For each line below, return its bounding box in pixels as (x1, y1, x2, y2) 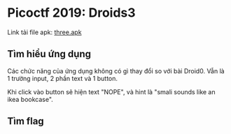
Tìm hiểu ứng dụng (7, 48, 91, 60)
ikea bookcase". (7, 95, 54, 103)
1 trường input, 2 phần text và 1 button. (7, 74, 118, 82)
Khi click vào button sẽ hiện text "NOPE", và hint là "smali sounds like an (7, 87, 216, 96)
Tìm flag (7, 115, 44, 127)
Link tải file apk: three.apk (7, 28, 82, 36)
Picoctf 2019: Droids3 (7, 5, 136, 21)
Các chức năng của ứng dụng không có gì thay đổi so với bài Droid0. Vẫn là (7, 66, 225, 75)
